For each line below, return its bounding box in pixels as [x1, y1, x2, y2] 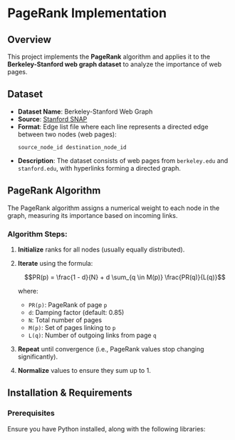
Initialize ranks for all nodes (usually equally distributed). [17, 245, 185, 254]
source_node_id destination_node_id [17, 144, 127, 151]
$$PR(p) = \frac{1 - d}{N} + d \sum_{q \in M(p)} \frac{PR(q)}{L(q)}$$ [24, 273, 226, 281]
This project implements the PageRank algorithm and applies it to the [7, 52, 211, 61]
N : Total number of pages [28, 316, 102, 324]
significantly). [17, 352, 58, 361]
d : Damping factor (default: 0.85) [28, 308, 125, 316]
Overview [7, 34, 52, 46]
